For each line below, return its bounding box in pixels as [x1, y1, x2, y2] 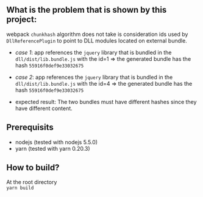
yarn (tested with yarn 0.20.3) [15, 145, 90, 152]
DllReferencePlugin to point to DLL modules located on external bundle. [6, 36, 187, 44]
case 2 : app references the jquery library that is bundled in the [15, 73, 173, 81]
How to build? [6, 162, 60, 173]
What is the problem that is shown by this [6, 5, 167, 15]
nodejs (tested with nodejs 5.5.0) [15, 138, 98, 145]
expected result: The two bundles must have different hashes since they [15, 98, 197, 105]
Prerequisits [6, 122, 54, 133]
